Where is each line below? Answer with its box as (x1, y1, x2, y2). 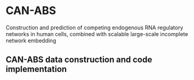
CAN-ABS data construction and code (5, 54, 153, 65)
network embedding (5, 37, 57, 44)
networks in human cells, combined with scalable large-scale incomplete (5, 30, 189, 37)
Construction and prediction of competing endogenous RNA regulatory (5, 24, 184, 31)
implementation (5, 64, 68, 75)
